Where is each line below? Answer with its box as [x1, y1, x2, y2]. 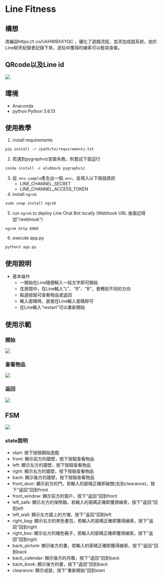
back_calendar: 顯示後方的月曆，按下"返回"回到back [12, 555, 120, 561]
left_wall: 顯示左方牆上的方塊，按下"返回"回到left [12, 512, 111, 518]
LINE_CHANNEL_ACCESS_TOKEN [19, 186, 88, 192]
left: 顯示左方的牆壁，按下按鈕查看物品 [12, 462, 91, 468]
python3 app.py [5, 244, 37, 250]
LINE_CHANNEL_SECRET [19, 181, 71, 187]
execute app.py [12, 235, 45, 241]
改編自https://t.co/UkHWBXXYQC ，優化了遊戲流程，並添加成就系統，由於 [5, 39, 158, 44]
